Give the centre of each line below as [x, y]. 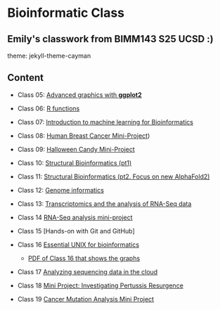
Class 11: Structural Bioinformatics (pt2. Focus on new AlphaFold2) [114, 176]
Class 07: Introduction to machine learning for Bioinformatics [105, 122]
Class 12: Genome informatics [60, 190]
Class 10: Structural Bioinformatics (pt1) [75, 162]
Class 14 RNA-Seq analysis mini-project [75, 217]
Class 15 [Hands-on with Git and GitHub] [76, 231]
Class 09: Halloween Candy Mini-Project [76, 149]
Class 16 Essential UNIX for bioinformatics [78, 245]
